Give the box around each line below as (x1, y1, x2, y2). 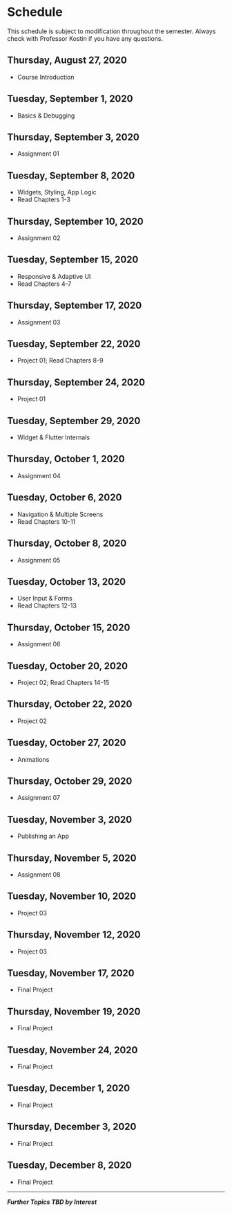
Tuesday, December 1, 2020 (7, 1082, 130, 1094)
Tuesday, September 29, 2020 (7, 414, 141, 426)
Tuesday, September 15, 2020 (7, 254, 139, 266)
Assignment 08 (17, 870, 61, 879)
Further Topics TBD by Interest (7, 1198, 97, 1206)
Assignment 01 (17, 149, 60, 158)
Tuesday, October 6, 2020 (7, 492, 122, 504)
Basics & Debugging (17, 111, 75, 120)
